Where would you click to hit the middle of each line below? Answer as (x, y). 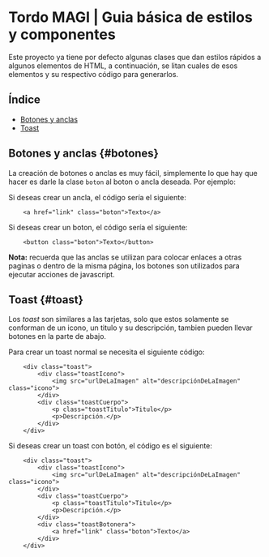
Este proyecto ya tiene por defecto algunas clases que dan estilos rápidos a (135, 57)
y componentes (62, 34)
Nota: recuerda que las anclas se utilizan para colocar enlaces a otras (125, 257)
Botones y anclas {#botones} (84, 154)
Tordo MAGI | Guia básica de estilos (130, 17)
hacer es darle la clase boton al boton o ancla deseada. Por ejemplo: (122, 182)
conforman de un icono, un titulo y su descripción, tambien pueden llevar (130, 328)
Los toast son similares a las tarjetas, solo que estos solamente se (119, 319)
